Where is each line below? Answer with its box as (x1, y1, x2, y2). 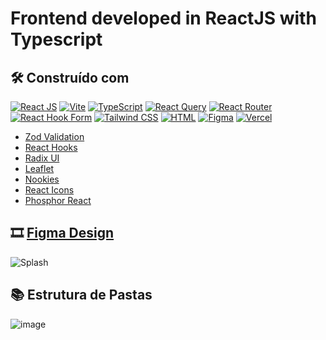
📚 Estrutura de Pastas (10, 287, 153, 304)
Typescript (10, 28, 103, 51)
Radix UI (24, 152, 60, 164)
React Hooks (24, 142, 78, 153)
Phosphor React (24, 195, 92, 206)
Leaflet (24, 163, 55, 174)
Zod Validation (24, 131, 85, 142)
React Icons (24, 184, 75, 196)
